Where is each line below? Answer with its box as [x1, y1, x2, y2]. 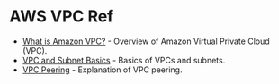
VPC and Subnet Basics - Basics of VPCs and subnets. [22, 55, 226, 65]
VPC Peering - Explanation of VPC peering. [22, 64, 183, 75]
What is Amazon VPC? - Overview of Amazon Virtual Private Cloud [22, 36, 270, 46]
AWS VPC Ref [9, 6, 114, 27]
